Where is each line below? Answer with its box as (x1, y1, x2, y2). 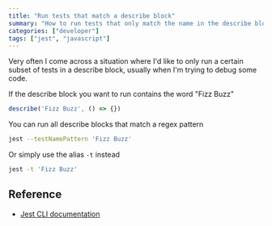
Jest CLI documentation (19, 209, 100, 219)
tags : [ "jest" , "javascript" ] (8, 34, 111, 43)
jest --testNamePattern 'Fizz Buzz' (8, 135, 132, 144)
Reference (8, 187, 62, 202)
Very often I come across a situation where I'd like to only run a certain (8, 56, 244, 66)
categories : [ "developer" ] (8, 27, 100, 35)
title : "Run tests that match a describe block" (8, 11, 176, 20)
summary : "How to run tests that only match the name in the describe (8, 19, 252, 27)
